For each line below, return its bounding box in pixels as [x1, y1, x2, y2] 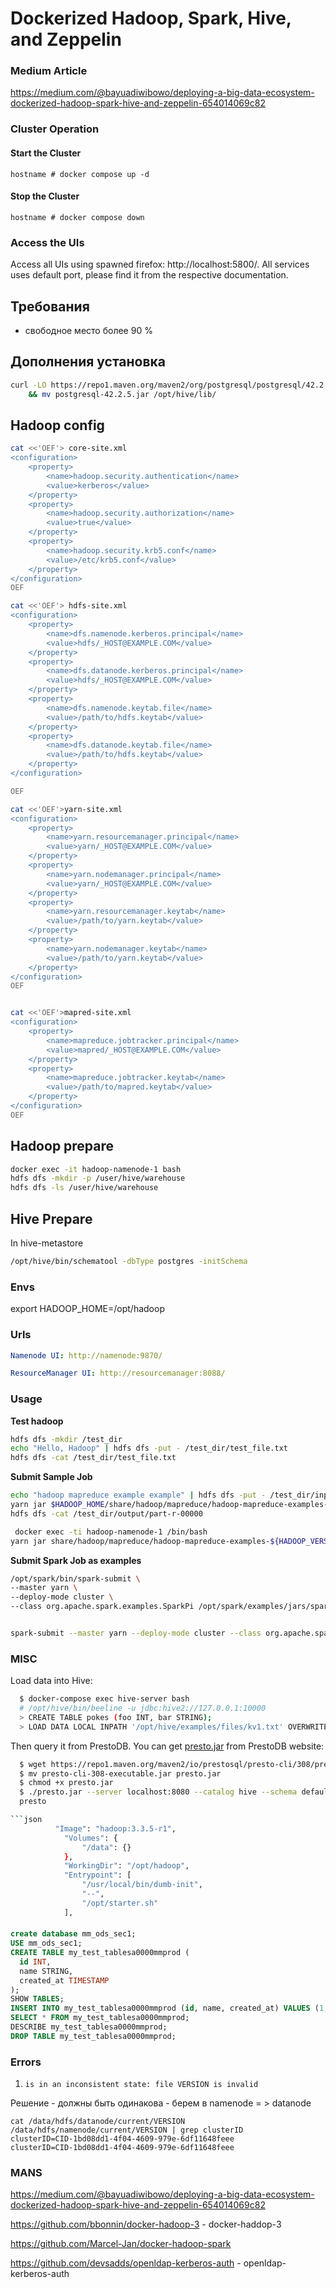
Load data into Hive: [10, 1675, 93, 1687]
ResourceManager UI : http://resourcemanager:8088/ [10, 1368, 226, 1379]
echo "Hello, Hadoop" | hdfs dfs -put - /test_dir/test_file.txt [10, 1443, 288, 1454]
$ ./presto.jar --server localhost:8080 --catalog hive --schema [19, 1787, 298, 1797]
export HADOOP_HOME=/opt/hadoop [10, 1303, 165, 1315]
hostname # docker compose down [10, 212, 145, 222]
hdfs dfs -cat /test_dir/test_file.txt [10, 1453, 177, 1463]
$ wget [19, 1759, 47, 1769]
